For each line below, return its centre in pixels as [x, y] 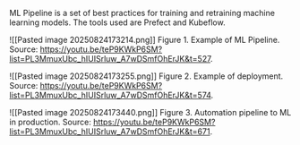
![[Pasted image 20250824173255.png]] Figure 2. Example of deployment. [146, 76]
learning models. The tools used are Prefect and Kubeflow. [117, 22]
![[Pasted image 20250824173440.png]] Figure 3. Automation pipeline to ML [150, 112]
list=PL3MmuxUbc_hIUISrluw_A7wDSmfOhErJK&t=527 [110, 59]
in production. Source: [50, 122]
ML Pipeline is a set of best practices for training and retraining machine [142, 13]
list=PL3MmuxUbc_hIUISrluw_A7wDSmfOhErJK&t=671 [110, 132]
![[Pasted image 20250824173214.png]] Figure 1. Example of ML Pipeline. [145, 40]
